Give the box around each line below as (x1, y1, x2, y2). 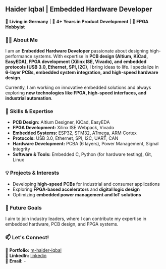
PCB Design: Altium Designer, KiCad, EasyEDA (12, 119, 110, 125)
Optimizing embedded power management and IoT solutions (12, 191, 141, 197)
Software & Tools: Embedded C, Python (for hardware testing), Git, (12, 151, 152, 157)
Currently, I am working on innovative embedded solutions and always (5, 84, 151, 91)
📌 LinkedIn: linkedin (5, 253, 47, 259)
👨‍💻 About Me (5, 36, 38, 43)
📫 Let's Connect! (5, 234, 49, 241)
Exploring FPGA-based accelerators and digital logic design (12, 186, 140, 192)
